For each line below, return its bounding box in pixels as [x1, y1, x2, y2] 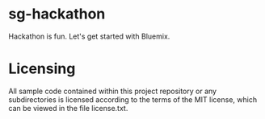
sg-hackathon [8, 5, 106, 23]
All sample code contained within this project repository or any [8, 86, 217, 96]
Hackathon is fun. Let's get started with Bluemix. [8, 31, 170, 41]
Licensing [8, 59, 76, 78]
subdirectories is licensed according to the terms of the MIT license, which [8, 94, 257, 105]
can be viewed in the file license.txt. [8, 103, 128, 113]
